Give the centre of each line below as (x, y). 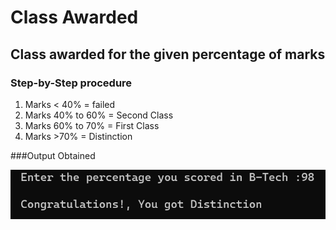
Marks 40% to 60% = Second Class (99, 115)
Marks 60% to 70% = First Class (92, 125)
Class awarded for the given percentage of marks (168, 54)
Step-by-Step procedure (71, 83)
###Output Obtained (53, 155)
